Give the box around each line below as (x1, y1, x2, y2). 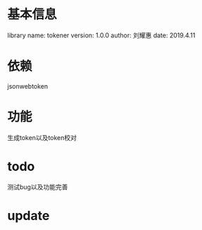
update (7, 207, 50, 224)
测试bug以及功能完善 (7, 182, 68, 191)
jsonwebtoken (7, 82, 49, 90)
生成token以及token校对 (7, 133, 77, 141)
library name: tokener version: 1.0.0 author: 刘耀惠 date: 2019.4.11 (7, 31, 196, 39)
